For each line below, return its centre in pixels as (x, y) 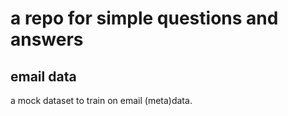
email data (43, 76)
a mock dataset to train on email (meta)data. (101, 100)
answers (47, 39)
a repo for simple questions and (144, 18)
